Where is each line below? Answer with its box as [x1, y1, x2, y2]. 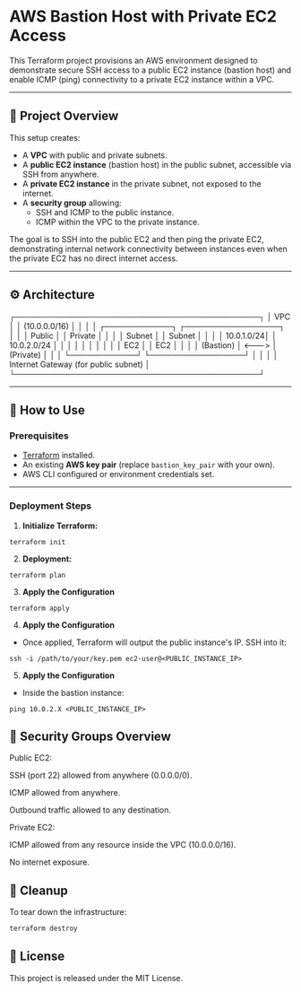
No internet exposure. [9, 857, 90, 867]
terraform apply [9, 604, 70, 613]
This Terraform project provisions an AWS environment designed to [9, 55, 258, 65]
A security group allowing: [21, 197, 123, 208]
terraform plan [9, 570, 66, 579]
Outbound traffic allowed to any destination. [9, 805, 172, 815]
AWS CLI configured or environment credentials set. [21, 469, 215, 480]
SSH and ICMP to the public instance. [35, 206, 175, 217]
